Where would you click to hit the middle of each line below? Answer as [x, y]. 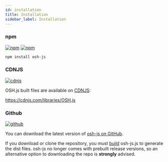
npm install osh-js [26, 57]
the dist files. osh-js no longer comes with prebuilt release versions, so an [81, 149]
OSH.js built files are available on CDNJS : [48, 90]
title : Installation [27, 15]
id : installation [23, 10]
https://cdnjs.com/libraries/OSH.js [40, 100]
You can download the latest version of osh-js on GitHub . [64, 134]
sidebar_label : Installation [36, 19]
